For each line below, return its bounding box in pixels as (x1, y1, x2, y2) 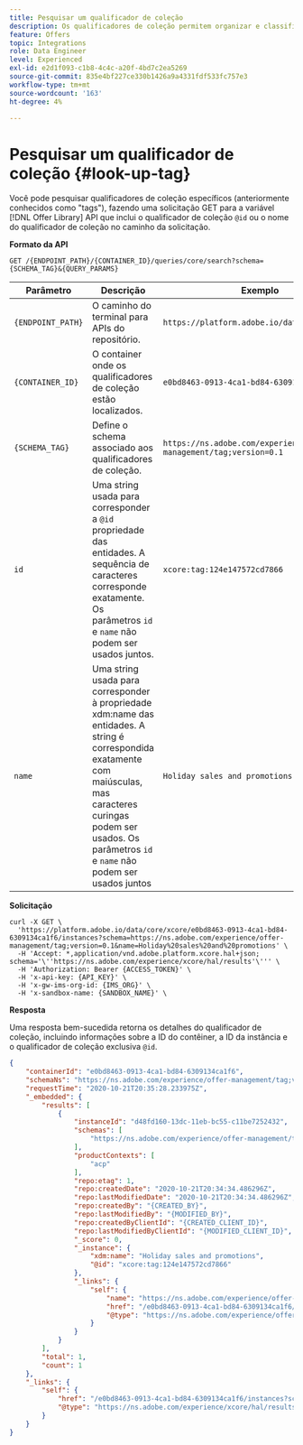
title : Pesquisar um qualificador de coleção (9, 13, 183, 23)
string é (91, 730, 124, 743)
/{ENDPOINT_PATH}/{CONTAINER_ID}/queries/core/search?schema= (25, 256, 264, 266)
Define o (91, 419, 129, 431)
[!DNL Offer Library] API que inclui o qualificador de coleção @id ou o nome (9, 212, 289, 223)
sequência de (91, 558, 150, 570)
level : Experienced (9, 55, 83, 64)
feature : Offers (9, 30, 70, 39)
